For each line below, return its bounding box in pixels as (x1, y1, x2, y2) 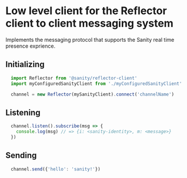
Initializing (5, 60, 45, 70)
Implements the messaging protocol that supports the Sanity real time (5, 36, 175, 43)
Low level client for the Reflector (5, 4, 167, 18)
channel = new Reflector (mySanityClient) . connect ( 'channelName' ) (11, 91, 175, 97)
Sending (5, 150, 37, 160)
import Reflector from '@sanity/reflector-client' (11, 75, 138, 81)
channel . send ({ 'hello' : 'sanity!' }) (11, 166, 101, 172)
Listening (5, 107, 41, 117)
